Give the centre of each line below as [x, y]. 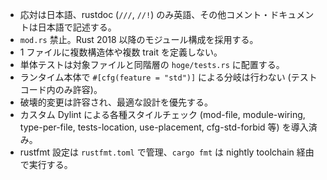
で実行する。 [46, 164]
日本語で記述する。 [77, 27]
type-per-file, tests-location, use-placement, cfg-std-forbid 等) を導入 [164, 127]
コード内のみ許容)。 [61, 89]
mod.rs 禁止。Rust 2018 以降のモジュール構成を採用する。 [139, 39]
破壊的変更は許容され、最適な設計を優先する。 [116, 102]
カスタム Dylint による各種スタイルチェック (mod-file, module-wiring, [162, 114]
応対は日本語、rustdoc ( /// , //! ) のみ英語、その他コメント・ [145, 14]
